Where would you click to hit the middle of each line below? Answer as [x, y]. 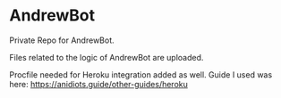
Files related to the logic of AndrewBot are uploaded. [106, 57]
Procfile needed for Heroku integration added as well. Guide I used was [141, 74]
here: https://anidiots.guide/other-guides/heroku [98, 84]
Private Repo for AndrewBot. [62, 40]
